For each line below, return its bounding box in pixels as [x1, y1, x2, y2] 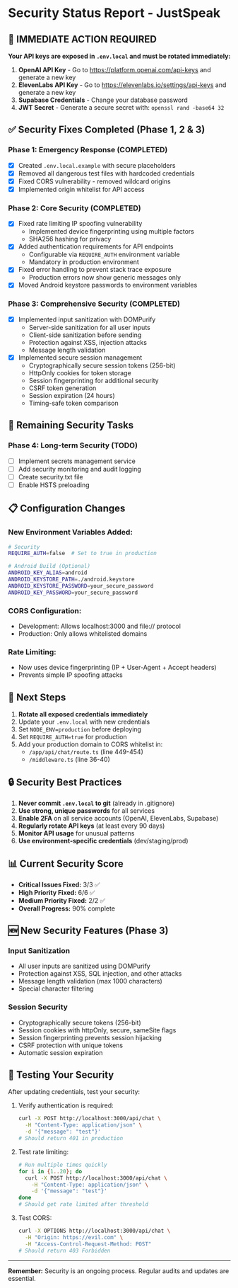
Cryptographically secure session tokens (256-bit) [28, 361, 176, 370]
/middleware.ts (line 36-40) [28, 756, 110, 764]
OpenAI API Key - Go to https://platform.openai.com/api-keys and [18, 66, 211, 74]
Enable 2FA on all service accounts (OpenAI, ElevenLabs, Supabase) [18, 814, 219, 822]
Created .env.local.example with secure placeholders [18, 161, 176, 169]
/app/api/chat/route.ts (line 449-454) [28, 748, 143, 756]
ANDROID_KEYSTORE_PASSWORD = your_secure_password [8, 582, 154, 589]
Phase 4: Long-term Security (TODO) [8, 440, 138, 450]
